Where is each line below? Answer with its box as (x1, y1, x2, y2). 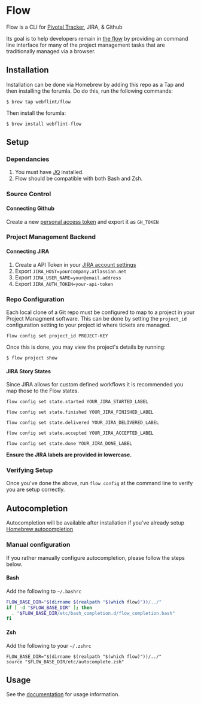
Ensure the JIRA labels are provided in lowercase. (6, 451, 132, 458)
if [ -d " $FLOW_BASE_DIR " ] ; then (6, 605, 93, 611)
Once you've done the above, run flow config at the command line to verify (6, 480, 193, 487)
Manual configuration (6, 541, 71, 549)
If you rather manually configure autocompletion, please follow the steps (6, 554, 185, 561)
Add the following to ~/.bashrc (6, 587, 82, 595)
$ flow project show (6, 355, 58, 361)
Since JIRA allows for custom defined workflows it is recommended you (6, 381, 184, 388)
